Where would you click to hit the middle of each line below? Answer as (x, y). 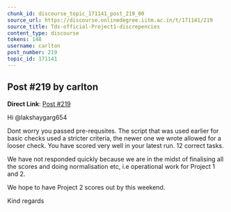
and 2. (16, 174)
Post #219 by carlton (53, 87)
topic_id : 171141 (32, 59)
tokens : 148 (24, 40)
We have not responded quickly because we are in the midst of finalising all (115, 159)
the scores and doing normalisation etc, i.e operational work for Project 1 (111, 166)
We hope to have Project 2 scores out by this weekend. (86, 187)
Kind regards (26, 201)
